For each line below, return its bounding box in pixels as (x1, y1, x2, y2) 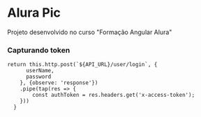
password (25, 73, 52, 81)
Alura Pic (7, 5, 61, 21)
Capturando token (7, 45, 70, 55)
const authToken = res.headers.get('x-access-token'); (32, 92, 195, 99)
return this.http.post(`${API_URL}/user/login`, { (7, 61, 158, 68)
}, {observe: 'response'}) (20, 79, 98, 86)
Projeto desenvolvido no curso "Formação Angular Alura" (7, 28, 172, 36)
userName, (25, 68, 54, 75)
